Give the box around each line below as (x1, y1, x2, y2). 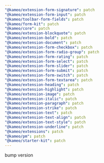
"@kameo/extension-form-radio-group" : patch (5, 49, 99, 54)
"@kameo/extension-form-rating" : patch (5, 54, 88, 59)
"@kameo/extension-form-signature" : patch (5, 7, 95, 13)
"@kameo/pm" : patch (5, 134, 46, 139)
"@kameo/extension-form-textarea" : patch (5, 77, 93, 83)
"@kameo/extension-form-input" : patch (5, 12, 86, 17)
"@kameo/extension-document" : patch (5, 40, 81, 45)
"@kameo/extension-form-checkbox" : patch (5, 45, 93, 50)
